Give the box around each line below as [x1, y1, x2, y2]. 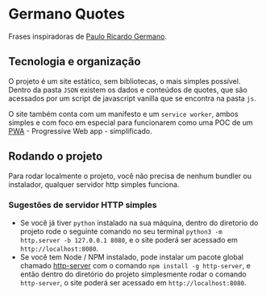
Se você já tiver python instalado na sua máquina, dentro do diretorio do [19, 218, 259, 227]
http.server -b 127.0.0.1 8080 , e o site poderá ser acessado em [19, 235, 238, 244]
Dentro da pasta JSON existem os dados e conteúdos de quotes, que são [8, 85, 247, 94]
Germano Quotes [8, 5, 126, 23]
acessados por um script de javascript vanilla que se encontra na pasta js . [8, 93, 256, 103]
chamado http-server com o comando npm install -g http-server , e [19, 260, 251, 270]
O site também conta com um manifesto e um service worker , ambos [8, 109, 239, 118]
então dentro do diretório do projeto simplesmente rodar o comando [19, 269, 247, 279]
